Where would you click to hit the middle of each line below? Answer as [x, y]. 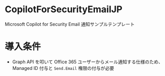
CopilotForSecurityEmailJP [64, 9]
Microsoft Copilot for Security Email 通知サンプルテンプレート [70, 24]
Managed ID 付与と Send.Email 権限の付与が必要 [63, 68]
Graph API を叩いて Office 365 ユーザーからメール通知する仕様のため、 [88, 62]
